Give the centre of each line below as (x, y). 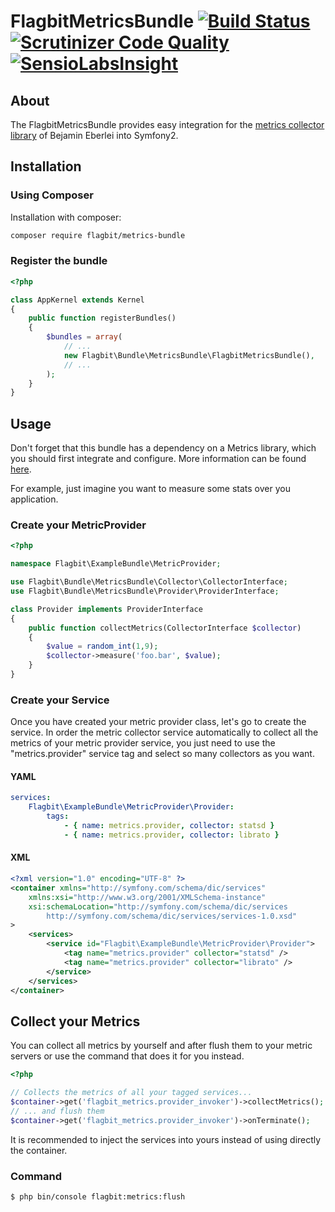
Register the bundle (59, 261)
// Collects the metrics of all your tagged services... (131, 1093)
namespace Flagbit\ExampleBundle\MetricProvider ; (116, 564)
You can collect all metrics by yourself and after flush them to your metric (161, 1046)
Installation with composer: (66, 217)
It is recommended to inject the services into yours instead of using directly (166, 1139)
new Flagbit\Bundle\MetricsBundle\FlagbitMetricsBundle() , (189, 355)
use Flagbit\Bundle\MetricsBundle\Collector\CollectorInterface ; (149, 582)
